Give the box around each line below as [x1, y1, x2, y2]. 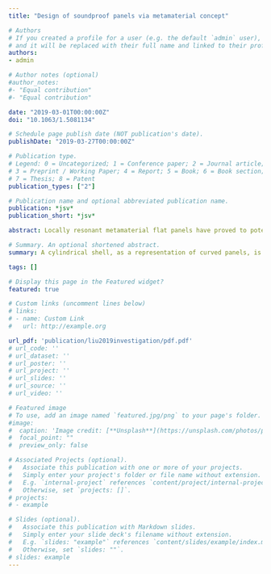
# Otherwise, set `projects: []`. [8, 486, 131, 494]
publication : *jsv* [8, 204, 74, 212]
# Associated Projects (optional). [8, 456, 128, 464]
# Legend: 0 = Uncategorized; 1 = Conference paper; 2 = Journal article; [8, 160, 265, 168]
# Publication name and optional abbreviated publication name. [8, 197, 229, 205]
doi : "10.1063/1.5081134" [8, 115, 95, 124]
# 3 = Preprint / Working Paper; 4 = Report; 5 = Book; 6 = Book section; [8, 167, 265, 175]
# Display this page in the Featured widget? [8, 278, 164, 286]
